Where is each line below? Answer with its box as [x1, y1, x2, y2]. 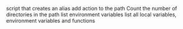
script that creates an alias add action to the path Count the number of [6, 5, 177, 12]
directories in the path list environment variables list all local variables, [6, 11, 177, 18]
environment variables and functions [6, 17, 96, 24]
